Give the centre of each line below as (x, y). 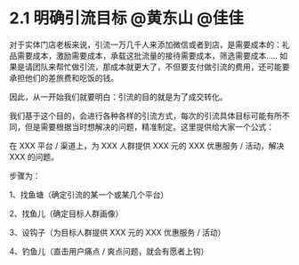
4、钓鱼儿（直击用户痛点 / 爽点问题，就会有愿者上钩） (109, 251)
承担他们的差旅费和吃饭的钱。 (64, 77)
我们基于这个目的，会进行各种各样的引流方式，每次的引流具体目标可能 (138, 116)
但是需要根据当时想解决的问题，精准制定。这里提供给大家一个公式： (149, 126)
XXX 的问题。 (34, 157)
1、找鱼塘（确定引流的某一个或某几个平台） (89, 194)
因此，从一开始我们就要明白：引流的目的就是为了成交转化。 (118, 96)
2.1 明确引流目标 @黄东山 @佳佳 (127, 18)
